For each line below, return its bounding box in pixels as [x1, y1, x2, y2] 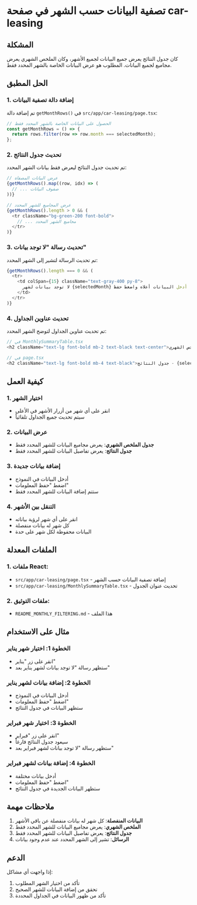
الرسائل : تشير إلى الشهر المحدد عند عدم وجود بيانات [15, 836, 129, 843]
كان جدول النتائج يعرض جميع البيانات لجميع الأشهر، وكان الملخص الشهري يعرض [6, 56, 178, 62]
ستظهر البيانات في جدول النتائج [15, 704, 84, 711]
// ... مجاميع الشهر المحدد [17, 218, 77, 224]
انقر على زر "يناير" [15, 658, 56, 665]
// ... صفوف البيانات [12, 186, 59, 192]
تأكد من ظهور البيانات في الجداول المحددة [15, 892, 106, 899]
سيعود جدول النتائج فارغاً [15, 738, 68, 745]
